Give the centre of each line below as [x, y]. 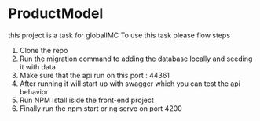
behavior [34, 91]
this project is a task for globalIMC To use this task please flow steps [119, 35]
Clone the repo [44, 50]
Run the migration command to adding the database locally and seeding [136, 59]
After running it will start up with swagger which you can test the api [130, 84]
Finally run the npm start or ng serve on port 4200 [101, 108]
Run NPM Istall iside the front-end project [87, 100]
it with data [38, 66]
